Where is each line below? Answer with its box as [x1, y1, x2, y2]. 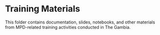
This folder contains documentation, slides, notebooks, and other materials [5, 19, 156, 25]
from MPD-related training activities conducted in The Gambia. [5, 24, 131, 30]
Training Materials [5, 3, 80, 14]
